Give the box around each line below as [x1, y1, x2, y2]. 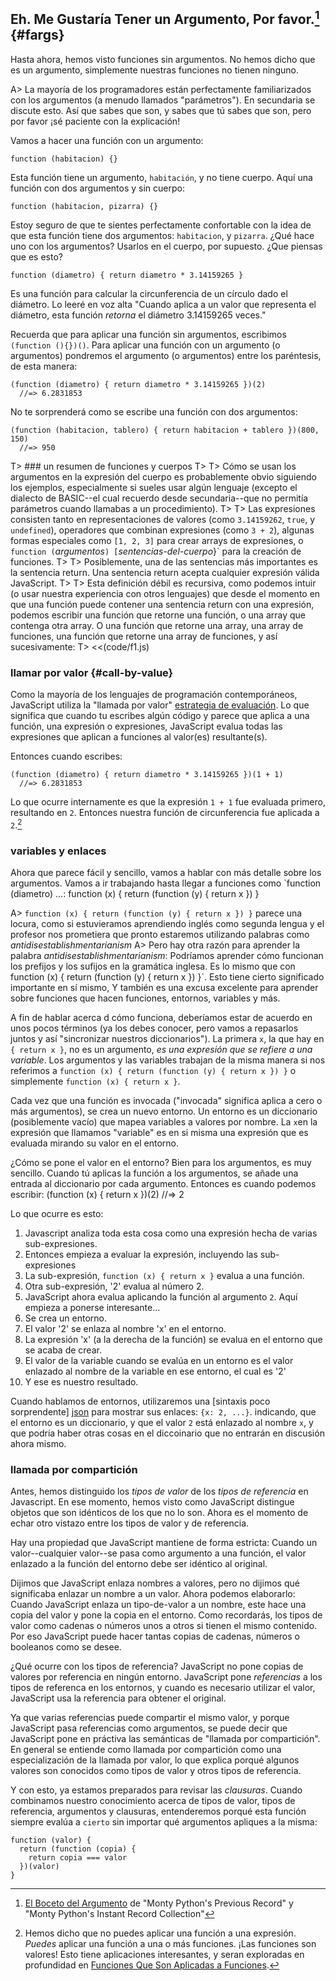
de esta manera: [10, 360, 78, 372]
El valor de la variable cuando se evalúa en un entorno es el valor [24, 1355, 294, 1367]
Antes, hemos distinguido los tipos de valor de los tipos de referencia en [10, 1485, 309, 1498]
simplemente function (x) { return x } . [10, 1075, 181, 1088]
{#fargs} [10, 27, 65, 44]
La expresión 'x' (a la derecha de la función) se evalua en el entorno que [24, 1334, 323, 1346]
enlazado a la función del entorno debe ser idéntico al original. [10, 1558, 268, 1570]
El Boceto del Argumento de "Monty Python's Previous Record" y [24, 1897, 294, 1909]
